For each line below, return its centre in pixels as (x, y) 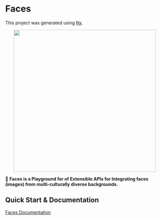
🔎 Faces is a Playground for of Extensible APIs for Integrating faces (77, 179)
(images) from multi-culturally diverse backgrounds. (62, 184)
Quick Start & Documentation (52, 200)
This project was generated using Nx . (44, 23)
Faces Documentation (28, 212)
